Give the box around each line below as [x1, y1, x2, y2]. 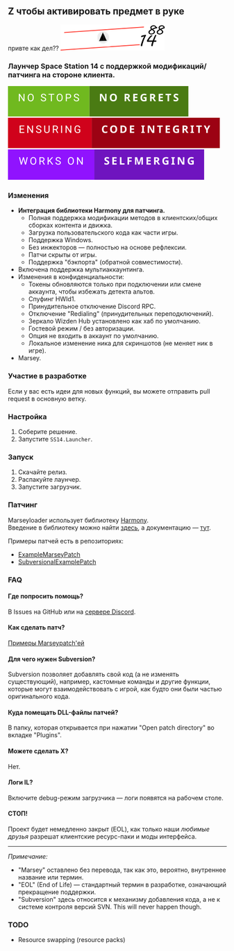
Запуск [8, 452, 34, 462]
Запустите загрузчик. [17, 482, 82, 491]
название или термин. [17, 873, 84, 881]
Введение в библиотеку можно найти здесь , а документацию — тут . [8, 523, 211, 532]
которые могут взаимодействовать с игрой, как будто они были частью [8, 685, 222, 693]
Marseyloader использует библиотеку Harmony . [8, 516, 149, 524]
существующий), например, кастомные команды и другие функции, [8, 678, 211, 686]
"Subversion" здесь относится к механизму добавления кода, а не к [17, 895, 221, 903]
